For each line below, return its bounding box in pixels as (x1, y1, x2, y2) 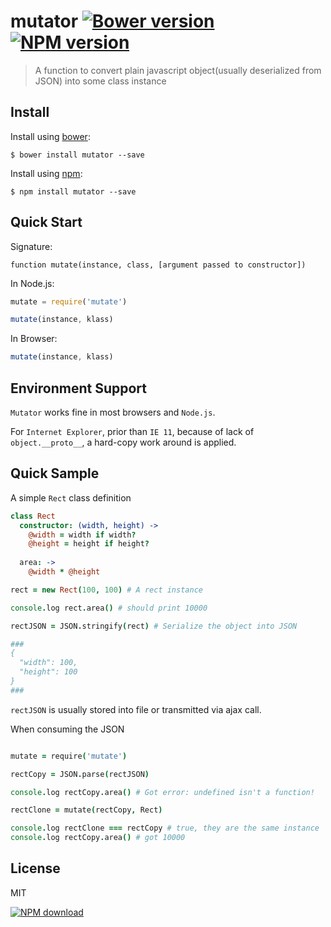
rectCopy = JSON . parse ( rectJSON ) (10, 769, 150, 779)
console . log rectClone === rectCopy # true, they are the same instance (10, 823, 320, 834)
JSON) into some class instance (34, 75, 167, 87)
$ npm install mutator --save (10, 186, 137, 197)
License (10, 860, 61, 877)
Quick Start (10, 214, 83, 231)
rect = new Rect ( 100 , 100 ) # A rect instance (10, 585, 203, 595)
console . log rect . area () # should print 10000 (10, 603, 208, 613)
